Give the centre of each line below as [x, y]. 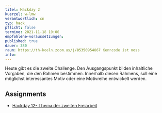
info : [10, 55]
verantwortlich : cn [25, 18]
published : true [21, 41]
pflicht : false [20, 28]
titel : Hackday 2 [23, 9]
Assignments [26, 94]
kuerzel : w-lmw [20, 14]
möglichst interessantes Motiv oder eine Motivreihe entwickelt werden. [76, 79]
